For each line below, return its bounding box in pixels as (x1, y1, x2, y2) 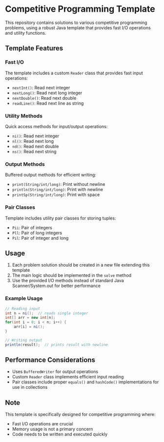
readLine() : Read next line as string (12, 100, 84, 106)
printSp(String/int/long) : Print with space (12, 192, 100, 198)
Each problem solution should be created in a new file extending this (12, 262, 150, 268)
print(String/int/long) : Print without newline (12, 181, 105, 187)
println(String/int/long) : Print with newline (12, 187, 103, 193)
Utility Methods (5, 112, 43, 119)
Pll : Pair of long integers (12, 230, 62, 236)
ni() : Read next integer (12, 133, 60, 139)
